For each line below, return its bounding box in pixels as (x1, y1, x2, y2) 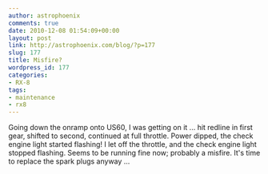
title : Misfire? (8, 57, 62, 65)
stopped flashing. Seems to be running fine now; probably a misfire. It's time (8, 148, 261, 158)
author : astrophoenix (8, 11, 81, 20)
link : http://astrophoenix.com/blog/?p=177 (8, 42, 156, 49)
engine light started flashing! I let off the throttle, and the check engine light (8, 140, 258, 149)
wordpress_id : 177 (8, 64, 70, 72)
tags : (8, 85, 26, 94)
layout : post (8, 34, 52, 42)
